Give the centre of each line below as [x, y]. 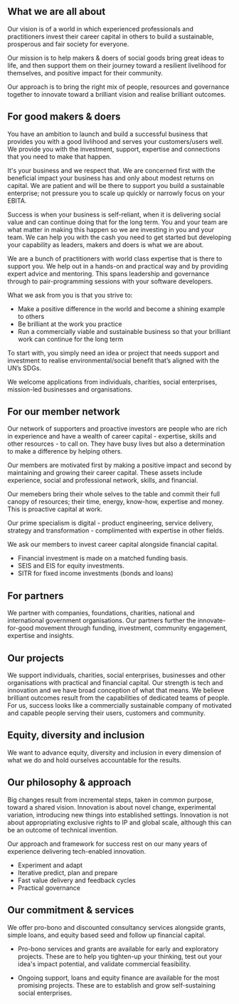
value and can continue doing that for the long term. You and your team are [118, 222]
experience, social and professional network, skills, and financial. [103, 481]
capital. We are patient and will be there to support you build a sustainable [116, 185]
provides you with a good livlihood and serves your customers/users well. [116, 141]
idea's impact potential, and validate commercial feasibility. [104, 963]
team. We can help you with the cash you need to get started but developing [119, 237]
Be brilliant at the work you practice [70, 324]
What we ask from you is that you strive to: [70, 295]
